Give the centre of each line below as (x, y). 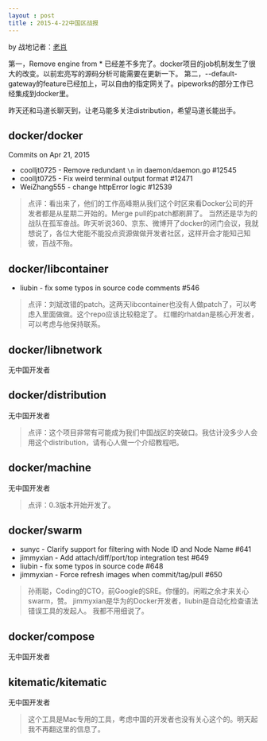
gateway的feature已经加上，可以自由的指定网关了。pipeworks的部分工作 (128, 83)
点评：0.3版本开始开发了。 (71, 505)
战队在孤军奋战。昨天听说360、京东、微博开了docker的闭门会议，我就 (143, 223)
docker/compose (52, 636)
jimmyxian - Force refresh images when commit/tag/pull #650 (121, 575)
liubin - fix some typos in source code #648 (91, 566)
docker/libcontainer (58, 268)
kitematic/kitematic (58, 682)
